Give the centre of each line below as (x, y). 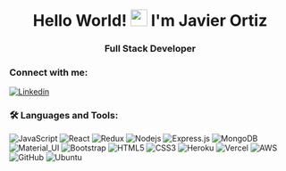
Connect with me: (49, 73)
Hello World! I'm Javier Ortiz (150, 21)
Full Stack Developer (150, 49)
